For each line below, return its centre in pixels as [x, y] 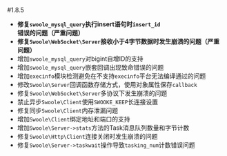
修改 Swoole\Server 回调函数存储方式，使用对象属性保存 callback [107, 85]
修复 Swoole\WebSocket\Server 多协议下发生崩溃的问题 [92, 93]
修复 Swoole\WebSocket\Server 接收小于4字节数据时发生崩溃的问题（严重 [118, 41]
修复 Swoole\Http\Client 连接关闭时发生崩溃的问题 [87, 136]
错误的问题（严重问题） [50, 33]
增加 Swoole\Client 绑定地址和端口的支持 [73, 119]
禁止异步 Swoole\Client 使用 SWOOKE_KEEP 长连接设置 [88, 102]
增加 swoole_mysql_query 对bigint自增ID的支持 [80, 59]
